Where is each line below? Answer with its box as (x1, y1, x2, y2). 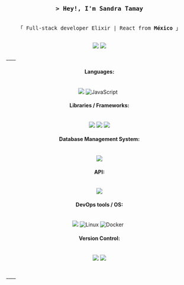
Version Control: (79, 235, 120, 242)
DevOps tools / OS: (76, 201, 123, 208)
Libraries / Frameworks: (69, 102, 130, 109)
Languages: (84, 68, 115, 75)
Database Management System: (59, 136, 140, 143)
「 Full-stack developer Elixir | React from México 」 (17, 25, 182, 31)
